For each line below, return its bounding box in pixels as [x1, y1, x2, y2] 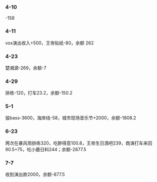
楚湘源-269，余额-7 [5, 65, 46, 71]
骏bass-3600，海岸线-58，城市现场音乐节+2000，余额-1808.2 [5, 115, 136, 121]
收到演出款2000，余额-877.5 [5, 171, 65, 177]
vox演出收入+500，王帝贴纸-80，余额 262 [5, 39, 94, 46]
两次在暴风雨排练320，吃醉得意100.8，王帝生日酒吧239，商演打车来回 [5, 140, 152, 146]
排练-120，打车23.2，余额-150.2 [5, 90, 73, 96]
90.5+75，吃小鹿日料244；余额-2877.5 [5, 146, 87, 152]
